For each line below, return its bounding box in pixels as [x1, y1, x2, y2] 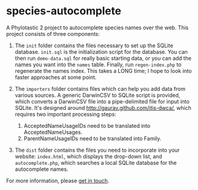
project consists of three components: [6, 30, 100, 37]
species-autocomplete [6, 4, 122, 18]
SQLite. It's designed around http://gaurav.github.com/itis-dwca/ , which [14, 104, 192, 111]
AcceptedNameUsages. [23, 128, 82, 136]
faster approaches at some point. [14, 73, 97, 81]
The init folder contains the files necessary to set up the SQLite [14, 42, 174, 49]
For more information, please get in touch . [6, 177, 110, 184]
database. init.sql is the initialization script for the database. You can [14, 48, 188, 55]
